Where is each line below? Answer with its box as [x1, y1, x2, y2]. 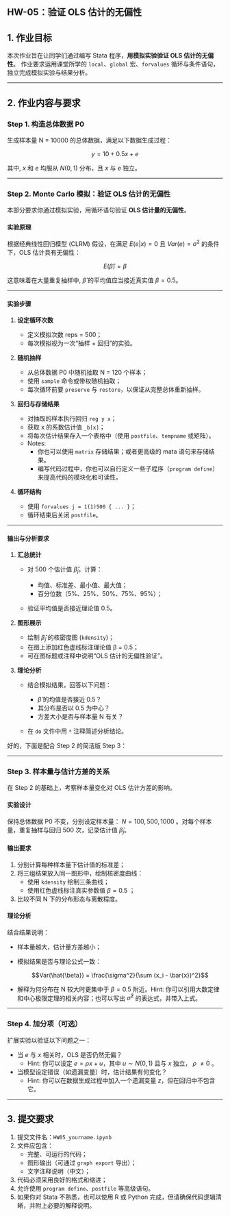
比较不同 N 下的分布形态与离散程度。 [16, 895, 122, 903]
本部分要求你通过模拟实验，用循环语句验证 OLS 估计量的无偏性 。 [7, 206, 190, 214]
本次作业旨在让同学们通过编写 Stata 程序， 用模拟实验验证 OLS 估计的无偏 [7, 51, 214, 60]
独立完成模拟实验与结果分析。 [7, 69, 91, 77]
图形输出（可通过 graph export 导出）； [27, 1158, 137, 1167]
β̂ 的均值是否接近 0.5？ [37, 695, 102, 704]
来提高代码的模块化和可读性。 [37, 473, 122, 482]
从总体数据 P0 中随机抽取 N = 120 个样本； [27, 369, 148, 377]
